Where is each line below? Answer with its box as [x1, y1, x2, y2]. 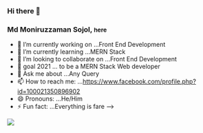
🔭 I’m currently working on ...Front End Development [17, 41, 166, 49]
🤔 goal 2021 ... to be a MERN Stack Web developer [17, 62, 160, 71]
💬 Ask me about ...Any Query [17, 70, 100, 78]
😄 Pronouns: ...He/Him [17, 94, 83, 103]
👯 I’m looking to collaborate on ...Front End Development [17, 55, 178, 63]
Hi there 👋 [7, 6, 41, 16]
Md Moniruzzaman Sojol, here [7, 24, 107, 34]
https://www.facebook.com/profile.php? [82, 77, 196, 85]
